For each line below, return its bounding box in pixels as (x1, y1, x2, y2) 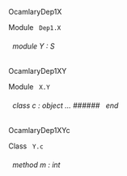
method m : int (11, 160, 61, 170)
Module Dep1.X (8, 23, 61, 32)
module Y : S (11, 41, 55, 51)
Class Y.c (8, 141, 44, 151)
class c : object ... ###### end (11, 101, 119, 110)
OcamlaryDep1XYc (8, 126, 70, 135)
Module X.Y (8, 82, 51, 92)
